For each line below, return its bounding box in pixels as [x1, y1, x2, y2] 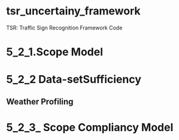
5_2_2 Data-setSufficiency [6, 73, 142, 87]
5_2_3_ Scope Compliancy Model [6, 120, 174, 134]
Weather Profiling [6, 96, 74, 106]
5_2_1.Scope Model [6, 45, 104, 59]
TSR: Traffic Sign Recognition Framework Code [6, 24, 123, 31]
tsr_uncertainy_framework [6, 4, 141, 18]
